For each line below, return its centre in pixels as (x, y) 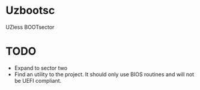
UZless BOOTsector (30, 27)
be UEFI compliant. (38, 80)
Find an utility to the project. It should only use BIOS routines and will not (104, 74)
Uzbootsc (30, 10)
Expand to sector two (41, 68)
